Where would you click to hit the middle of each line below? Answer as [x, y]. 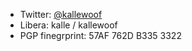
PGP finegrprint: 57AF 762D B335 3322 [100, 35]
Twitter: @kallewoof [61, 14]
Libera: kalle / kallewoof [68, 25]
